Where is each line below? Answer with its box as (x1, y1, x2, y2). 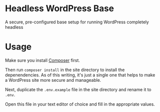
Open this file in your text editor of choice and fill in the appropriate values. (5, 101, 155, 107)
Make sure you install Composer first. (5, 57, 80, 63)
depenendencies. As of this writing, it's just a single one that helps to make (5, 72, 156, 78)
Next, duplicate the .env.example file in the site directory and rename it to (5, 86, 152, 93)
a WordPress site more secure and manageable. (5, 77, 101, 83)
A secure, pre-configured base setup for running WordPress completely (5, 19, 149, 25)
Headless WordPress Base (5, 3, 114, 14)
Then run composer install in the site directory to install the (5, 67, 125, 73)
